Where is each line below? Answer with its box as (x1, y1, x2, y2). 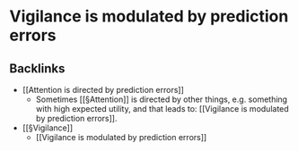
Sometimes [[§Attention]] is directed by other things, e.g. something (35, 94, 288, 105)
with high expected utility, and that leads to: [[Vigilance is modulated (35, 104, 289, 113)
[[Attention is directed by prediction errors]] (22, 85, 184, 95)
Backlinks (9, 61, 66, 76)
